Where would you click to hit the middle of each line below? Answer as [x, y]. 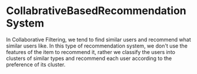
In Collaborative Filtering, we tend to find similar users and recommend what [98, 39]
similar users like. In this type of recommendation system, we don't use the [97, 46]
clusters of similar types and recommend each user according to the [89, 58]
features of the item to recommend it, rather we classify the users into [91, 52]
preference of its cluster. [36, 64]
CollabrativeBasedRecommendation [96, 11]
